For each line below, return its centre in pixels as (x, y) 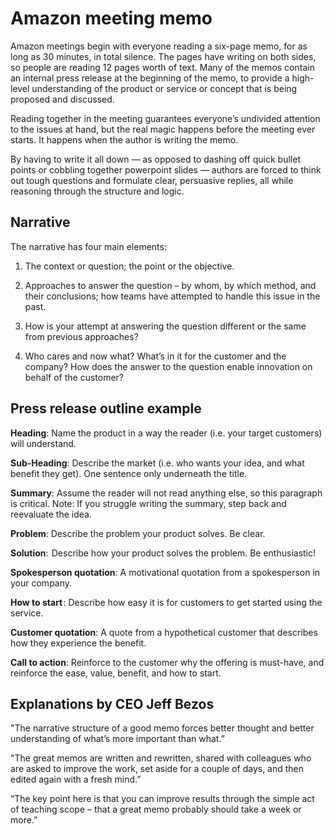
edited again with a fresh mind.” (76, 779)
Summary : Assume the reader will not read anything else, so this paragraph (166, 493)
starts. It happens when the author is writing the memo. (124, 139)
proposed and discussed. (62, 99)
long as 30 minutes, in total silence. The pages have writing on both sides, (163, 56)
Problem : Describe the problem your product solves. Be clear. (138, 533)
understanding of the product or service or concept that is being (164, 88)
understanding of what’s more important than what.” (117, 739)
